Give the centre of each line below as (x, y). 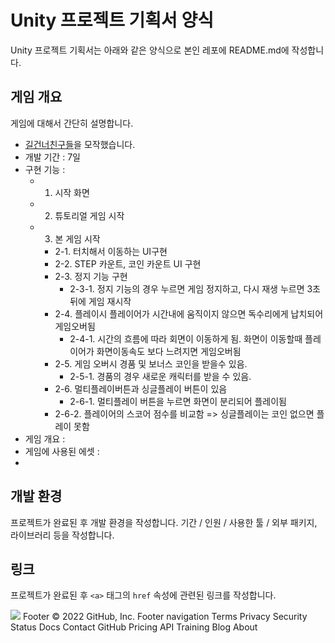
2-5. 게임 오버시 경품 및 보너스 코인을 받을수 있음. (151, 363)
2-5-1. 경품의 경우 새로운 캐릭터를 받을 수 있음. (160, 376)
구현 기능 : (45, 169)
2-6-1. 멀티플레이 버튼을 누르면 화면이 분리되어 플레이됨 (178, 401)
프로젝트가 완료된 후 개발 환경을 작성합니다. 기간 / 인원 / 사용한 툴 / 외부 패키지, (164, 522)
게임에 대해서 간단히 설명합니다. (72, 123)
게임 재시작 (110, 301)
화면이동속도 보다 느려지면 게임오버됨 (169, 351)
